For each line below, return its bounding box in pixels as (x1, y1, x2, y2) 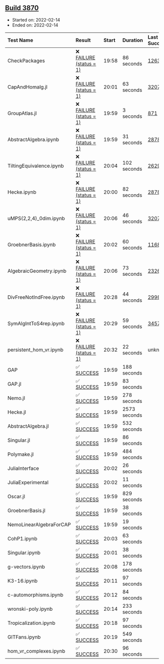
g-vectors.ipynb (7, 563, 45, 570)
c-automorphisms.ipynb (7, 591, 63, 598)
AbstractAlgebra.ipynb (7, 136, 60, 143)
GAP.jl (7, 380, 21, 387)
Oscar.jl (7, 493, 25, 500)
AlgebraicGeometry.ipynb (7, 267, 67, 274)
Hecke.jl (7, 408, 26, 415)
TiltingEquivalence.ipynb (7, 162, 64, 169)
